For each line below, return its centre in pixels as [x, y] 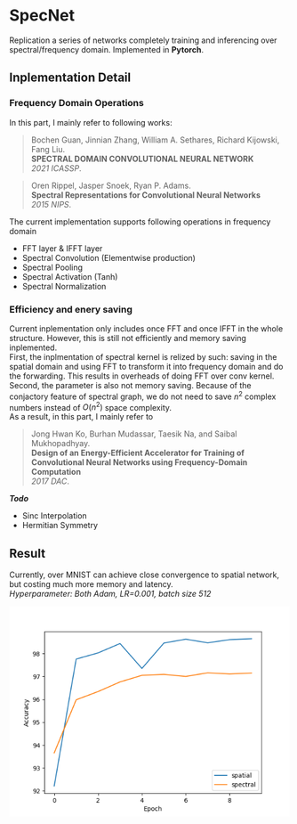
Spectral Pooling [52, 267]
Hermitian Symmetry [60, 526]
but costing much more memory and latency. [91, 584]
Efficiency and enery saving [71, 309]
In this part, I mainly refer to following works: [91, 122]
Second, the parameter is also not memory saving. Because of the [130, 385]
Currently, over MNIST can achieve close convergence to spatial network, [144, 575]
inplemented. [33, 347]
